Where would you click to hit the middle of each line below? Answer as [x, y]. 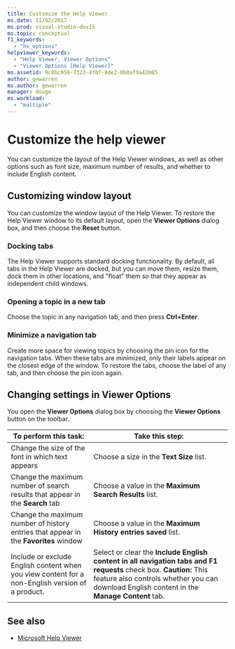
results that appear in [45, 495]
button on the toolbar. [38, 419]
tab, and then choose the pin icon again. [65, 373]
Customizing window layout [69, 196]
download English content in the [146, 587]
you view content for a [48, 574]
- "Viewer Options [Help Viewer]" [64, 66]
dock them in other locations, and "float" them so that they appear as [107, 276]
